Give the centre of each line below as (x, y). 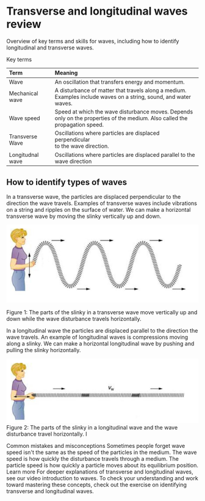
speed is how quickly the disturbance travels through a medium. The (92, 458)
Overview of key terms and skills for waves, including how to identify (93, 41)
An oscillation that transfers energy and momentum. (120, 82)
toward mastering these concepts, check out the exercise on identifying (97, 485)
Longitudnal (24, 154)
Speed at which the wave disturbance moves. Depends (124, 112)
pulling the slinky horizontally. (44, 350)
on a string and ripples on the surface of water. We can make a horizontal (99, 210)
